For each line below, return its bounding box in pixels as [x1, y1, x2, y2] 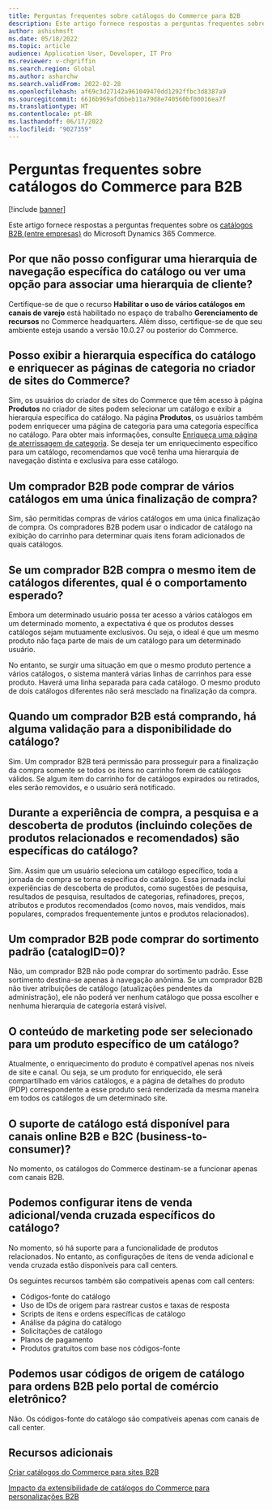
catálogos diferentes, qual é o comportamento [8, 576, 248, 590]
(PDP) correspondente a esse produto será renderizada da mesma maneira [8, 1085, 259, 1095]
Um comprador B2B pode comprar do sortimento [8, 932, 259, 946]
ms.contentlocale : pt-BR [8, 110, 92, 119]
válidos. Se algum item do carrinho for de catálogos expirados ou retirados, [8, 773, 261, 784]
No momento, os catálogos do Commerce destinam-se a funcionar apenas [8, 1164, 257, 1174]
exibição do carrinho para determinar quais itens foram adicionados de [8, 531, 245, 541]
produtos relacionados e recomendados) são [8, 832, 240, 845]
